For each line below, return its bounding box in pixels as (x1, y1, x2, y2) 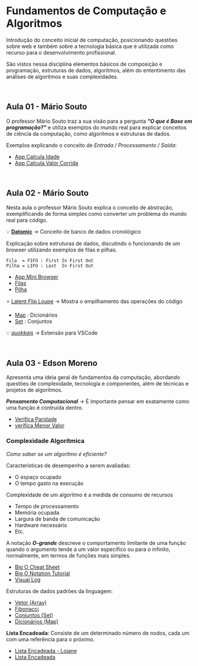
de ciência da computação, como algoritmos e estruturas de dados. (6, 130, 171, 137)
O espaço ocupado (14, 473, 62, 480)
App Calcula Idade (14, 153, 60, 160)
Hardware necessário (14, 521, 67, 528)
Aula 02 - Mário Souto (6, 188, 89, 198)
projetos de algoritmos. (6, 387, 63, 394)
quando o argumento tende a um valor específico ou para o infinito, (6, 546, 170, 553)
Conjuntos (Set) (14, 611, 53, 619)
